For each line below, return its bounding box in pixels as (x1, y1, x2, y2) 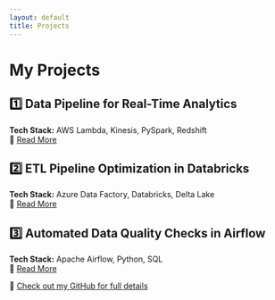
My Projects (9, 60, 101, 80)
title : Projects (9, 21, 70, 30)
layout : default (9, 12, 70, 22)
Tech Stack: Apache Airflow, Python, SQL (9, 254, 163, 264)
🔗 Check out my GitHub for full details (9, 280, 149, 291)
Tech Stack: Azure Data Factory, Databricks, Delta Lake (9, 189, 215, 200)
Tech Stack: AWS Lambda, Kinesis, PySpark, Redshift (9, 124, 207, 135)
